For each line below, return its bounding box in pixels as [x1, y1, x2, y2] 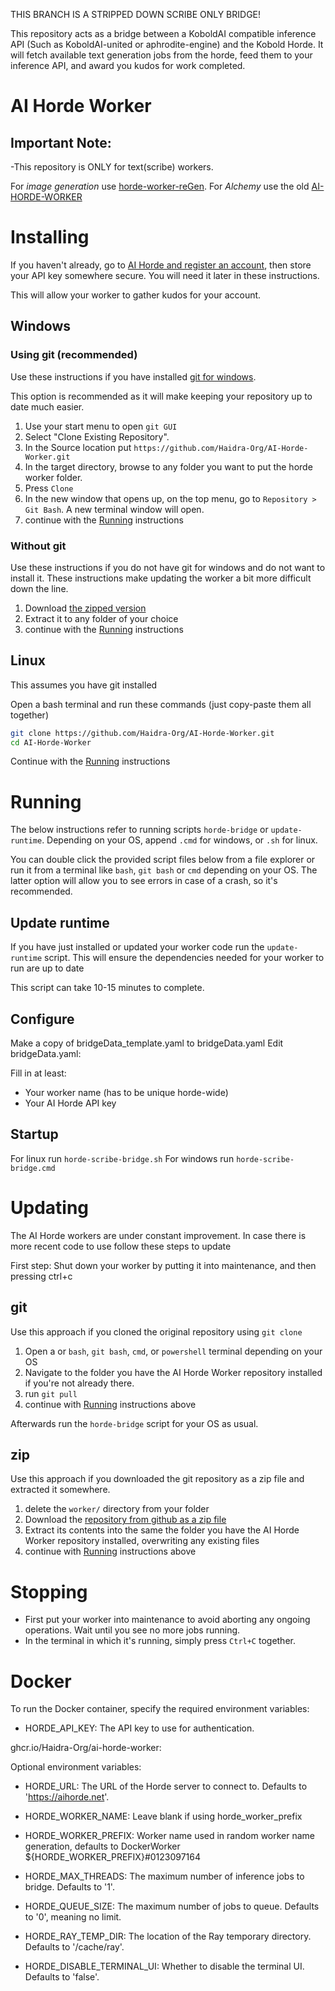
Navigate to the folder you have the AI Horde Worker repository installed [24, 1366, 323, 1378]
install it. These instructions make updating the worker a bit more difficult [10, 572, 312, 584]
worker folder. [24, 471, 83, 483]
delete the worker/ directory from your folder [24, 1503, 210, 1515]
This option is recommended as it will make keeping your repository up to [10, 390, 313, 402]
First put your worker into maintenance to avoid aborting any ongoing [24, 1614, 311, 1626]
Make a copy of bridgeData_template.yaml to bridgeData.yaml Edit [10, 1037, 284, 1049]
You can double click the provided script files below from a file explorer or [10, 854, 316, 866]
